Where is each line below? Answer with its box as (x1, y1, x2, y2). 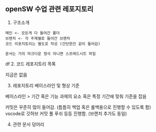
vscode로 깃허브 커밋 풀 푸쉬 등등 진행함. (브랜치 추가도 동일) (5, 110, 127, 116)
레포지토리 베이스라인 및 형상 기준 (12, 82, 80, 88)
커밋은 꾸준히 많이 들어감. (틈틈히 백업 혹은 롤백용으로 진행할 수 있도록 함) (5, 104, 151, 110)
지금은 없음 (5, 71, 28, 77)
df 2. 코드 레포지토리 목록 (5, 61, 56, 67)
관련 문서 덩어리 (12, 121, 44, 127)
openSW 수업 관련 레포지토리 (5, 5, 94, 14)
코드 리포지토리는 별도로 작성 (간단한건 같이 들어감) (5, 41, 100, 46)
